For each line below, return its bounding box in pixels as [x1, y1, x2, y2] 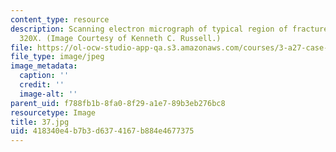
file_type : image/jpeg [10, 52, 105, 62]
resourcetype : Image [10, 107, 97, 118]
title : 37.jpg [10, 117, 70, 127]
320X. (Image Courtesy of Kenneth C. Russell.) [19, 33, 222, 43]
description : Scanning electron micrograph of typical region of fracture [10, 24, 329, 34]
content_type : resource [10, 14, 110, 25]
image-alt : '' [19, 89, 78, 99]
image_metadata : [10, 61, 78, 71]
